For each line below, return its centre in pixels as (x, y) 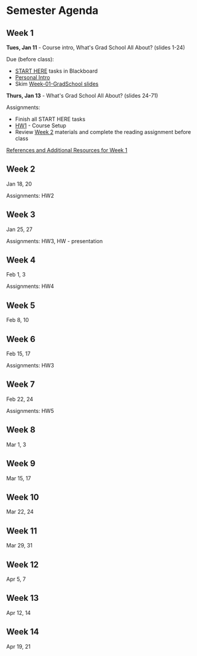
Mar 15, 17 (19, 478)
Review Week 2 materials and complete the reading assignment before (103, 132)
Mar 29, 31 (19, 546)
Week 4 (21, 260)
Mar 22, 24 (20, 512)
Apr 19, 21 (18, 646)
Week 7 (21, 385)
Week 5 (21, 305)
